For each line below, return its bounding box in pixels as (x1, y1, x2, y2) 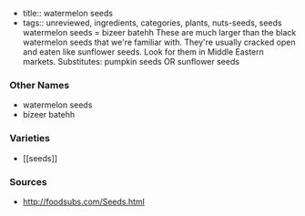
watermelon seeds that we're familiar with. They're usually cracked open (22, 36, 296, 47)
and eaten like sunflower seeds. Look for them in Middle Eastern (22, 46, 264, 57)
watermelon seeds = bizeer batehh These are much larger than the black (22, 27, 297, 37)
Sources (9, 175, 47, 188)
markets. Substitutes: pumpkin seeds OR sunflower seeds (22, 57, 239, 67)
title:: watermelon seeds (22, 8, 114, 18)
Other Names (9, 78, 70, 91)
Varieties (9, 132, 50, 145)
